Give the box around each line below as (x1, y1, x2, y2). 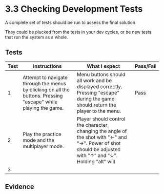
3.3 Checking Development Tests (5, 3, 143, 15)
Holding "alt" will (77, 158, 115, 165)
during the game (77, 95, 115, 102)
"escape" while (22, 98, 58, 105)
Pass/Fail (135, 62, 157, 69)
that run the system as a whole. (5, 34, 68, 40)
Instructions (33, 62, 62, 69)
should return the (77, 101, 116, 108)
